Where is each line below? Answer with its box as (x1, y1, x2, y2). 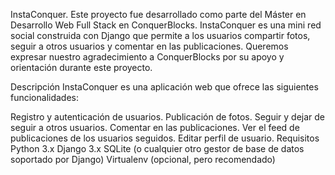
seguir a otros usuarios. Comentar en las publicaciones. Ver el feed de (10, 122, 300, 133)
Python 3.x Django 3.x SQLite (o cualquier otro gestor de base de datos (10, 143, 305, 154)
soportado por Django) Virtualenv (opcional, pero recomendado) (10, 154, 276, 165)
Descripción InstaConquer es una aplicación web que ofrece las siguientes (10, 81, 319, 93)
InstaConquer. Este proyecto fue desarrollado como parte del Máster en (10, 9, 307, 20)
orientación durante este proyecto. (10, 62, 153, 73)
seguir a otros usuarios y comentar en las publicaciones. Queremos (10, 40, 289, 52)
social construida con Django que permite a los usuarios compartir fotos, (10, 30, 311, 41)
